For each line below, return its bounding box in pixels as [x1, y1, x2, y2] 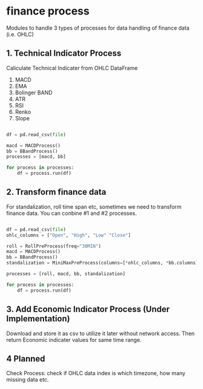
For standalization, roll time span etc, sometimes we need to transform [6, 203, 182, 210]
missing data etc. [6, 376, 50, 384]
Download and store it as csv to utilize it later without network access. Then [6, 330, 195, 337]
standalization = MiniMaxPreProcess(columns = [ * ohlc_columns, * [6, 260, 169, 266]
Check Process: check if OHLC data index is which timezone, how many [6, 370, 185, 377]
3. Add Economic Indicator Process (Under [6, 304, 170, 315]
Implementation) [6, 313, 71, 324]
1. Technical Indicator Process [6, 48, 122, 59]
